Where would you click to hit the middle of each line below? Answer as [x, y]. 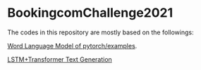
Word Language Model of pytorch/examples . [72, 45]
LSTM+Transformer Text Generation [60, 59]
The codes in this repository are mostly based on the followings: [100, 32]
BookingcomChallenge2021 [90, 13]
